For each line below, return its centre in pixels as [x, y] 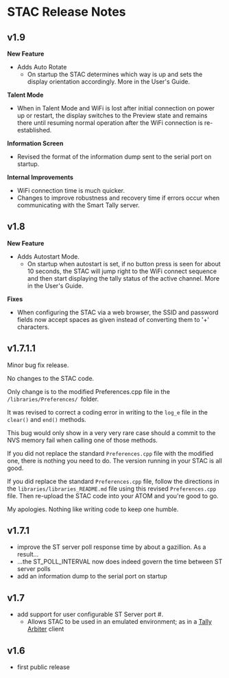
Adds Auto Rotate [42, 67]
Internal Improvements [40, 177]
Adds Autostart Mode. [48, 256]
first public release [43, 667]
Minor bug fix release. [38, 365]
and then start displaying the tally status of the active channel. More [123, 278]
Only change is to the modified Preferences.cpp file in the [88, 391]
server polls [34, 569]
